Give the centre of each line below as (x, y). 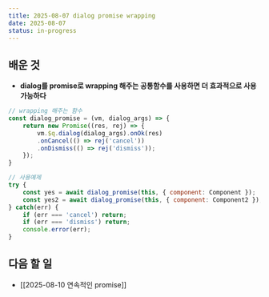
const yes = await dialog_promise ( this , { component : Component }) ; (139, 192)
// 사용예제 (25, 178)
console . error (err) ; (57, 230)
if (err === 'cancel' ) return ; (75, 215)
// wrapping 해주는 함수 (45, 111)
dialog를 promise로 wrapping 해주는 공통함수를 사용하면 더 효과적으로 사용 (138, 86)
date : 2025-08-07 (37, 23)
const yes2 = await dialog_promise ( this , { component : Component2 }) (141, 200)
